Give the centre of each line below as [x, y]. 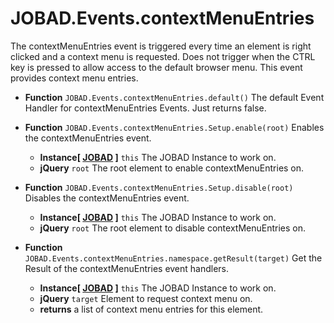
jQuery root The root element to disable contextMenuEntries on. [172, 228]
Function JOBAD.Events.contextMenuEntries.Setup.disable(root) [159, 187]
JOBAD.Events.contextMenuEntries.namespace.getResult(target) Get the [173, 258]
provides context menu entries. [74, 78]
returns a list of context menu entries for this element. [151, 309]
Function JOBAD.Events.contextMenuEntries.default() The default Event [174, 97]
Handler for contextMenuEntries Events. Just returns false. [145, 108]
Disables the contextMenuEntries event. [107, 198]
